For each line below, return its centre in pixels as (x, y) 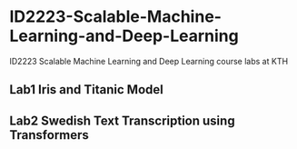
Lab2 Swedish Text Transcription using (122, 120)
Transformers (49, 135)
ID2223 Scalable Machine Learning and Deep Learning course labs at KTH (149, 61)
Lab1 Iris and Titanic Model (86, 89)
